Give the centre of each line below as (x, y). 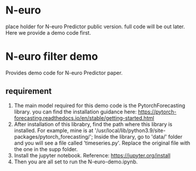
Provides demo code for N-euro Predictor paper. (64, 73)
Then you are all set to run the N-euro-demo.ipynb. (76, 162)
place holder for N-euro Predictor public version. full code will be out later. (95, 26)
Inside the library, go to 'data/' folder (138, 136)
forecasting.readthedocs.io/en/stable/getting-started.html (84, 118)
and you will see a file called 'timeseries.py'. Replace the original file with (102, 143)
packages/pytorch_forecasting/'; (53, 136)
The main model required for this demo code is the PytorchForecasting (99, 105)
